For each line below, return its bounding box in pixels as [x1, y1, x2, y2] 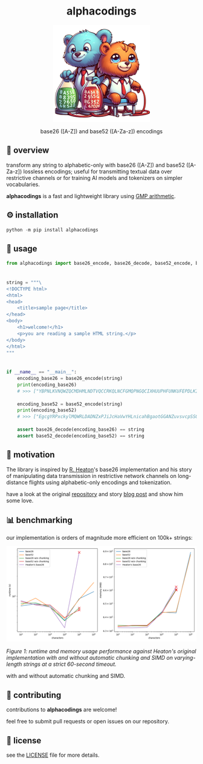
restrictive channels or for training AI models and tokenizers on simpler [6, 174, 183, 181]
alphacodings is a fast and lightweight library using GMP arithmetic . [6, 192, 176, 199]
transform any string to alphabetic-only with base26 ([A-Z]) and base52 [6, 161, 185, 168]
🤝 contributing [6, 689, 62, 700]
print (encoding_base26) [17, 382, 77, 388]
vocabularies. [6, 181, 40, 188]
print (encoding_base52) [17, 407, 77, 413]
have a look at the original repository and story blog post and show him [6, 490, 184, 497]
